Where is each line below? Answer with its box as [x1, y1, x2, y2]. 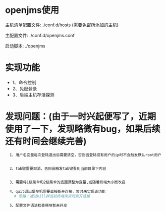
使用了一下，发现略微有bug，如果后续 [5, 123, 161, 135]
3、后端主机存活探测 [12, 92, 55, 98]
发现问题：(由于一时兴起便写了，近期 [5, 111, 156, 122]
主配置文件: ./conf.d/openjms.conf [5, 32, 75, 38]
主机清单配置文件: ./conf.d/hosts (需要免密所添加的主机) [5, 22, 119, 28]
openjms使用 [5, 4, 59, 16]
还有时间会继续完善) [5, 136, 87, 147]
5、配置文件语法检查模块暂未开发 [9, 203, 67, 208]
